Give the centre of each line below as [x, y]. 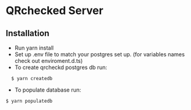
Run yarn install [34, 48]
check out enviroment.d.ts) [49, 61]
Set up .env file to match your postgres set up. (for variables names [99, 54]
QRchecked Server [54, 11]
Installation [28, 33]
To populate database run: [48, 90]
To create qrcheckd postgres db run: [61, 67]
